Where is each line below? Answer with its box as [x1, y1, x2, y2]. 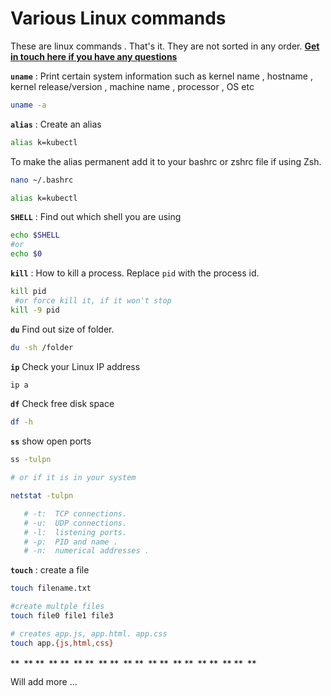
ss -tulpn [10, 455, 52, 465]
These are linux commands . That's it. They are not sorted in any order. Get [10, 40, 320, 52]
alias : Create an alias [10, 118, 102, 130]
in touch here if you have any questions [10, 50, 178, 62]
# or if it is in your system [10, 473, 137, 483]
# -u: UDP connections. [23, 518, 128, 528]
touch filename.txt [10, 583, 92, 594]
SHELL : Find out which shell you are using [10, 211, 182, 223]
